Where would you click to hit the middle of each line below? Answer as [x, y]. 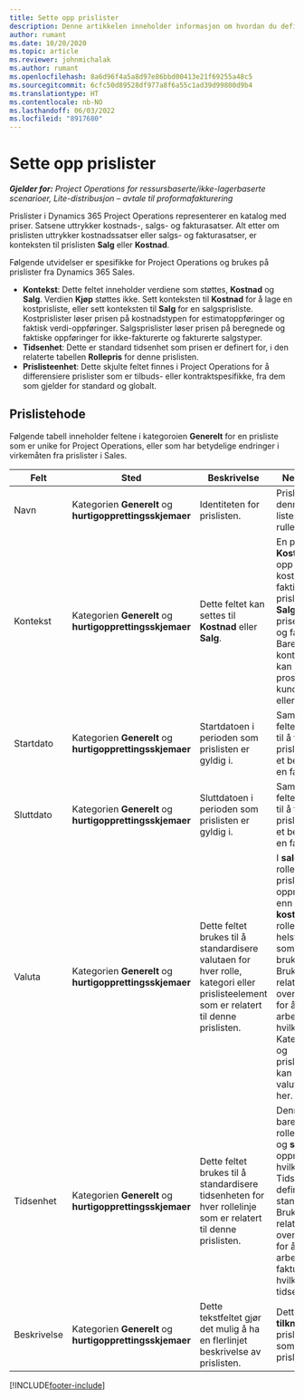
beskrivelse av [230, 1351]
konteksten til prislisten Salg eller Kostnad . [90, 245]
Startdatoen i [227, 726]
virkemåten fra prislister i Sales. [68, 455]
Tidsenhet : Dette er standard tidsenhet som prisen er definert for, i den [156, 347]
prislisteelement [233, 993]
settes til [218, 615]
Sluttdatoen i [226, 797]
